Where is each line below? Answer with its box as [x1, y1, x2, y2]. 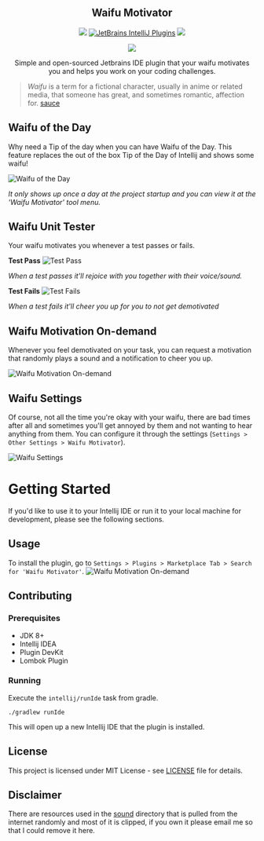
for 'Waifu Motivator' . [8, 566, 85, 576]
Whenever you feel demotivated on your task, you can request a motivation [8, 346, 252, 355]
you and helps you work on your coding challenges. [48, 66, 216, 75]
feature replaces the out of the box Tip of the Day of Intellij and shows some [8, 150, 255, 159]
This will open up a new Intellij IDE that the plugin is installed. [8, 722, 205, 731]
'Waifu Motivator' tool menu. [8, 197, 101, 207]
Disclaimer [8, 788, 62, 802]
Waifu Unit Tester [8, 220, 96, 234]
